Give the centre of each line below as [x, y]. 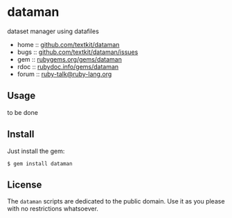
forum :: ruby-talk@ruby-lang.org [64, 74]
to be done [23, 112]
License [25, 184]
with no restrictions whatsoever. [53, 209]
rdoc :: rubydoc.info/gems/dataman [68, 66]
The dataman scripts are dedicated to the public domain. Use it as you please [116, 201]
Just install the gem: [36, 151]
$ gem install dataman [40, 163]
